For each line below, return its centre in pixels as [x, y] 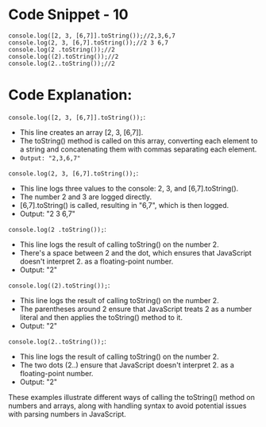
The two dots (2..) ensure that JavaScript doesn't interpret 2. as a [127, 365]
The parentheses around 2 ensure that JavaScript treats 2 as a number [136, 309]
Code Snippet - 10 [68, 15]
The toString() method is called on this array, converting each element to [139, 140]
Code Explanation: [70, 95]
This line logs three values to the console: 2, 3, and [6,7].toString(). [129, 188]
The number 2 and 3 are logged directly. [86, 197]
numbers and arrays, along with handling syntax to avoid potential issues [127, 406]
